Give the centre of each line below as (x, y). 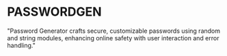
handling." (22, 45)
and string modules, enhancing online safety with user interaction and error (113, 38)
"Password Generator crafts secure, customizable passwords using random (114, 31)
